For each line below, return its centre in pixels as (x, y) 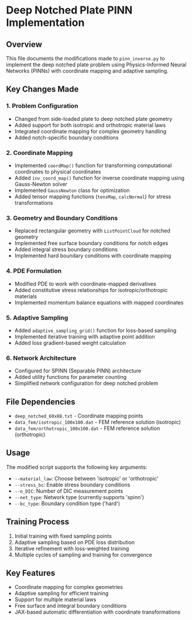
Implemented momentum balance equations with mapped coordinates (99, 302)
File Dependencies (41, 402)
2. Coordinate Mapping (40, 153)
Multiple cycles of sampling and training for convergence (83, 554)
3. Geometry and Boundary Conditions (62, 218)
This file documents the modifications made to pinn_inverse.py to (85, 58)
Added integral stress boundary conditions (66, 249)
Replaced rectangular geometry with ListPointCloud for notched (92, 231)
